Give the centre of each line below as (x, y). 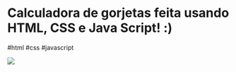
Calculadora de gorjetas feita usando (118, 13)
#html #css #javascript (41, 47)
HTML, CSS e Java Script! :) (90, 28)
